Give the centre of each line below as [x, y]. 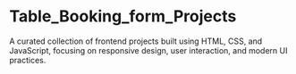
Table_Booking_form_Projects [123, 16]
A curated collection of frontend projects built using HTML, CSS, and [136, 41]
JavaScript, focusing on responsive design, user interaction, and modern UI [148, 50]
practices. [28, 60]
